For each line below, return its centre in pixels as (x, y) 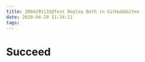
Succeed (29, 52)
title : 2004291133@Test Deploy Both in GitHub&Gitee (73, 12)
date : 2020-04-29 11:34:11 (40, 17)
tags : (13, 22)
